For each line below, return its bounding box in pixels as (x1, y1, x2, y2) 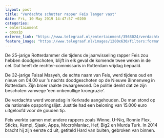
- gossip (5, 30, 23, 35)
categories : (5, 20, 29, 26)
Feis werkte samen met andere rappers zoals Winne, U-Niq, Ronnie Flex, (5, 117, 151, 122)
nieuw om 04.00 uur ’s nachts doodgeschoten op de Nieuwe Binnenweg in (5, 77, 155, 83)
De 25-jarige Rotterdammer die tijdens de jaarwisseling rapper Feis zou (5, 52, 148, 58)
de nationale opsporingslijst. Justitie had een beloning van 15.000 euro (5, 102, 147, 108)
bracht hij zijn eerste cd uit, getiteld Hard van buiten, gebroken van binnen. (5, 127, 155, 133)
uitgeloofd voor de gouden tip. (5, 107, 66, 113)
